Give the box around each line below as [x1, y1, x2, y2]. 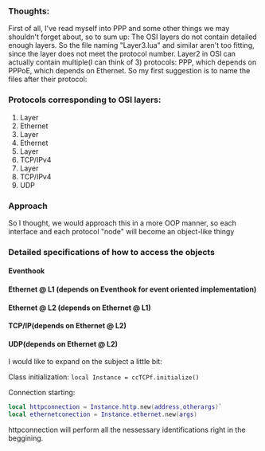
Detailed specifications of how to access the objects [8, 246, 215, 257]
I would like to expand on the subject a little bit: [8, 357, 163, 367]
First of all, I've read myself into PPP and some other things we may [8, 24, 230, 33]
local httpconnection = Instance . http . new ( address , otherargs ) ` [8, 403, 223, 411]
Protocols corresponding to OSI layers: [8, 94, 162, 105]
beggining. [8, 433, 44, 443]
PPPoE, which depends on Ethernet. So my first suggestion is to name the [8, 66, 251, 76]
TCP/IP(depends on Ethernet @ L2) [8, 321, 127, 331]
